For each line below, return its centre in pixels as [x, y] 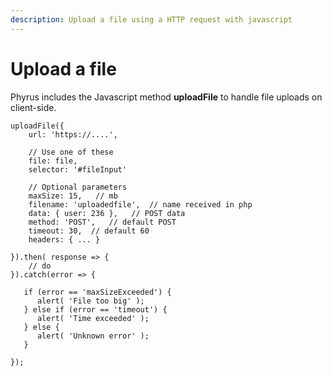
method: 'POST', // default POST [102, 222]
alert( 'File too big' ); [90, 301]
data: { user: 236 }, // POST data [107, 213]
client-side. [33, 107]
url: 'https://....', [73, 134]
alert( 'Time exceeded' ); [93, 318]
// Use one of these [71, 152]
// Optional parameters [78, 187]
